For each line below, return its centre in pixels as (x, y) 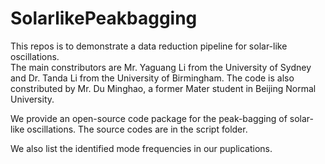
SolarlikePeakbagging (104, 18)
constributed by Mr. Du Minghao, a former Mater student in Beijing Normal (163, 88)
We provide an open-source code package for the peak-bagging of (149, 118)
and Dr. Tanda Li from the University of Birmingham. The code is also (152, 78)
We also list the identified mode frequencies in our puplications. (141, 148)
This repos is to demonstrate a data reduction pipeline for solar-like (149, 46)
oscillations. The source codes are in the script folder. (137, 129)
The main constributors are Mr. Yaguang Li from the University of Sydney (161, 67)
